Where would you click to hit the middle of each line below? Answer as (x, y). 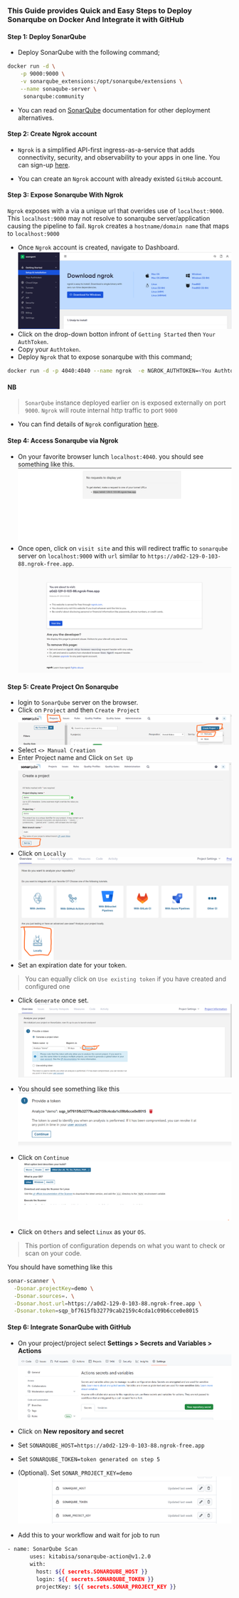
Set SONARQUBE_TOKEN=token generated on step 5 (89, 1458)
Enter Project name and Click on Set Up (75, 757)
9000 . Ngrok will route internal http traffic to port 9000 (101, 410)
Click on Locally (42, 854)
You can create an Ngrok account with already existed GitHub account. (120, 178)
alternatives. (36, 118)
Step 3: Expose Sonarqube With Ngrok (65, 195)
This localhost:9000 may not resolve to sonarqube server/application (109, 218)
